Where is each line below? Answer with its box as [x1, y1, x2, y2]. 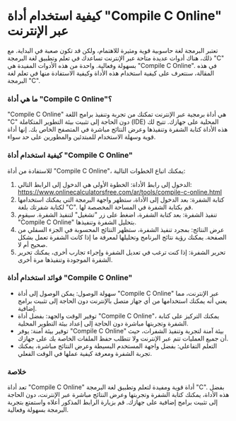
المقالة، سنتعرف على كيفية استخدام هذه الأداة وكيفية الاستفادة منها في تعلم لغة [7, 69, 214, 77]
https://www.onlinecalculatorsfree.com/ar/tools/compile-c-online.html [17, 188, 223, 196]
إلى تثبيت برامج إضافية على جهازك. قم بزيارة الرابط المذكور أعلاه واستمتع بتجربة [7, 398, 218, 407]
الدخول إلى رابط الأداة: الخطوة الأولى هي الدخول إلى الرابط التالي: [17, 180, 192, 188]
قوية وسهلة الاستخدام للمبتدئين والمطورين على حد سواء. [7, 132, 156, 142]
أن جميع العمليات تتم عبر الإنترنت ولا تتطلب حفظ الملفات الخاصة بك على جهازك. [17, 334, 229, 342]
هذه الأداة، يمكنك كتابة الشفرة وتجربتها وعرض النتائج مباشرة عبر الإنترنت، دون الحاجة [7, 391, 230, 399]
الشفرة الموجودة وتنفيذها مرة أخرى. [17, 255, 113, 264]
